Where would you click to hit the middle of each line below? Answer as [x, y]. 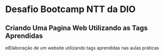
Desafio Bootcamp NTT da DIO [70, 9]
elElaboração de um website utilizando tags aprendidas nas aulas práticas [82, 48]
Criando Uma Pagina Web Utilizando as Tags [76, 28]
